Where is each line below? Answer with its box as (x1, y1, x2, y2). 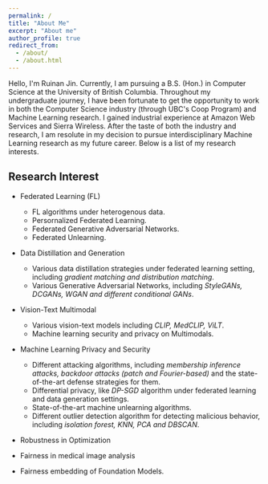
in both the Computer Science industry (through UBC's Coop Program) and (8, 104, 257, 113)
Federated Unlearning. (31, 232, 107, 242)
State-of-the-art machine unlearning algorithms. (31, 402, 192, 412)
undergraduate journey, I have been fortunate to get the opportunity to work (8, 96, 260, 105)
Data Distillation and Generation (19, 248, 125, 258)
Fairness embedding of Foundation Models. (19, 466, 164, 476)
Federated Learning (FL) (19, 191, 101, 201)
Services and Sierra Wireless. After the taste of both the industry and (8, 121, 237, 131)
